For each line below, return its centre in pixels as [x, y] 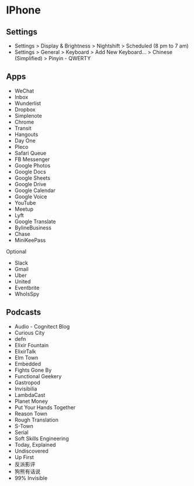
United [22, 281]
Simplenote [28, 115]
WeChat [24, 91]
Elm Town [26, 357]
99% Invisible [31, 478]
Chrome [24, 122]
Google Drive [30, 184]
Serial [21, 432]
